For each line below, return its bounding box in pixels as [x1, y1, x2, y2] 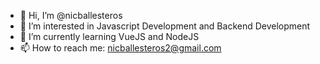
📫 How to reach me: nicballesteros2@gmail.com [19, 42, 222, 54]
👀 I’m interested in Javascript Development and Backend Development [19, 20, 311, 32]
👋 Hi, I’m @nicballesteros [19, 10, 123, 21]
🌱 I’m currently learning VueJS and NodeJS [19, 31, 200, 42]
